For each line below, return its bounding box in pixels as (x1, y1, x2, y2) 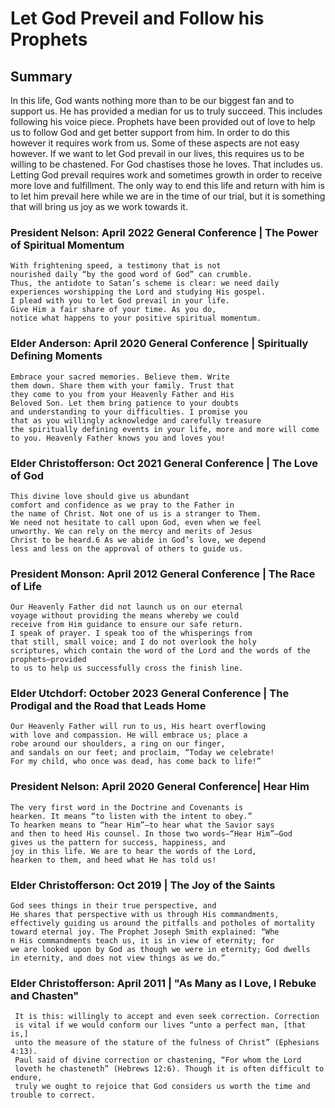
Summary (10, 68, 73, 85)
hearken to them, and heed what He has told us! (10, 855, 217, 865)
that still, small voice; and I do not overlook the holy (10, 637, 257, 647)
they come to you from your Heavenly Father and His (10, 389, 235, 399)
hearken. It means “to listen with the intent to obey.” (10, 811, 253, 821)
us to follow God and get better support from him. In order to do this (10, 127, 290, 138)
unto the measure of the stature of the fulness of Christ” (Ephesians (14, 1038, 320, 1048)
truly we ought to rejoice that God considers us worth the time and (14, 1082, 311, 1092)
